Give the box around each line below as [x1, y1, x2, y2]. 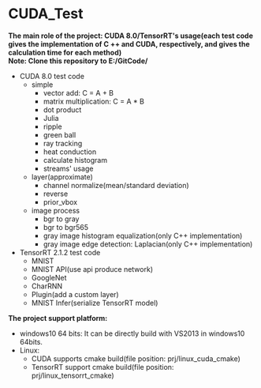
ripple [43, 122, 62, 131]
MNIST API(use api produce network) [31, 264, 154, 273]
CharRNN [31, 281, 63, 291]
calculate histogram [43, 155, 108, 164]
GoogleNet [31, 273, 67, 282]
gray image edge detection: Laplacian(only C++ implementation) [43, 239, 253, 249]
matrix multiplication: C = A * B [43, 96, 144, 106]
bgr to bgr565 [43, 222, 89, 232]
